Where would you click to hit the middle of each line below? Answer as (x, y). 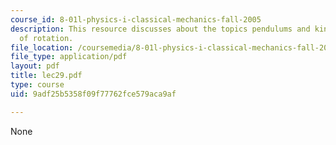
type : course (37, 85)
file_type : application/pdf (69, 57)
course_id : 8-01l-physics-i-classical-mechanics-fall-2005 (136, 19)
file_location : (42, 47)
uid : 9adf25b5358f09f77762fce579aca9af (93, 94)
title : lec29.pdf (46, 76)
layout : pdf (35, 66)
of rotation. (46, 38)
